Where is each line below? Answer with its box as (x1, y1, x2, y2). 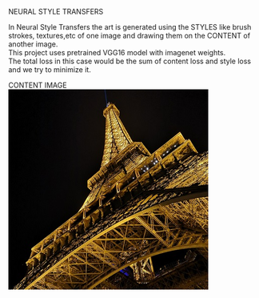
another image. (8, 39, 58, 49)
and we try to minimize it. (8, 65, 92, 74)
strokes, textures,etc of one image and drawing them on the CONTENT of (8, 31, 250, 40)
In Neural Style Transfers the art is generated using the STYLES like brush (8, 22, 252, 31)
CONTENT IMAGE (8, 80, 67, 90)
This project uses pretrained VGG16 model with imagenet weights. (8, 48, 226, 57)
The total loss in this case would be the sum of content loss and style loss (8, 56, 252, 66)
